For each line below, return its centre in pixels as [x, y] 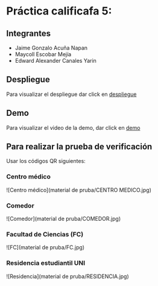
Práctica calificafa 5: [59, 11]
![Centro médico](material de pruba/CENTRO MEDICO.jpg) [79, 190]
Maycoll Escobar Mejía [43, 54]
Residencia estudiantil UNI [46, 263]
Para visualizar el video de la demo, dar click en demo [73, 127]
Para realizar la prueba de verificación [79, 147]
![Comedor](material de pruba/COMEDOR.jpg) [64, 219]
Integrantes [29, 33]
